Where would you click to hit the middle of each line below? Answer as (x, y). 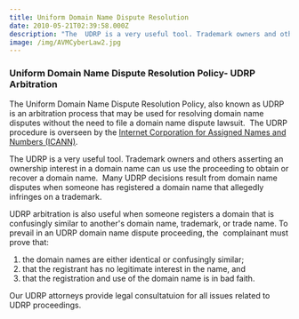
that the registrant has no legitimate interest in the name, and (134, 268)
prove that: (29, 242)
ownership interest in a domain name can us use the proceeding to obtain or (149, 168)
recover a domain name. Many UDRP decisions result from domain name (143, 178)
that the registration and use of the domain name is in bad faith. (138, 278)
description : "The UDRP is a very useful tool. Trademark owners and (143, 34)
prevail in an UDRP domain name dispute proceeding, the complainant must (149, 233)
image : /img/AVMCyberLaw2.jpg (65, 42)
